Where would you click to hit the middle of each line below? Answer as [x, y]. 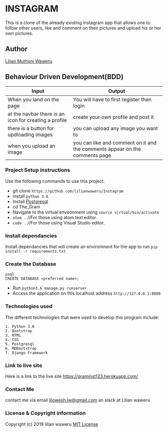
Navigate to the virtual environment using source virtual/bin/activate [86, 212]
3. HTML [13, 335]
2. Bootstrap [19, 331]
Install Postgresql [30, 201]
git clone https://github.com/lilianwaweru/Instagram [68, 190]
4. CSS [12, 340]
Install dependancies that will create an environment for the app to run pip [81, 247]
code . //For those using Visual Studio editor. [58, 223]
